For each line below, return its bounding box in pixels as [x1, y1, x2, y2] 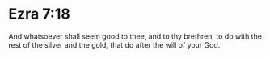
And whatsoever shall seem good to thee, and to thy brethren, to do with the [8, 31, 263, 41]
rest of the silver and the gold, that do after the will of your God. [8, 39, 221, 49]
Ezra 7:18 [8, 5, 70, 23]
